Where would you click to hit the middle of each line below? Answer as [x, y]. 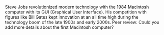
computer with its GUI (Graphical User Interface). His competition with [76, 12]
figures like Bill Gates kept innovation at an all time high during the [72, 17]
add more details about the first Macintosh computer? [59, 27]
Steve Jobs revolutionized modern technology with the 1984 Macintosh [77, 7]
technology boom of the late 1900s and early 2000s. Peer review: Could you [82, 22]
